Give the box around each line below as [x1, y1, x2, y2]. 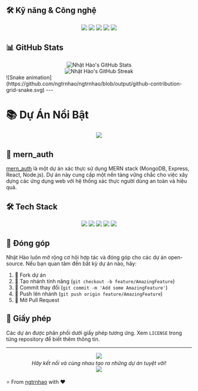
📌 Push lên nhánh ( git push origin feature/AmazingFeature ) [14, 290, 163, 297]
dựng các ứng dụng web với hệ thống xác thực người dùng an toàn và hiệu [6, 178, 187, 185]
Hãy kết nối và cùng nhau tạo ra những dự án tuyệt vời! [31, 359, 167, 366]
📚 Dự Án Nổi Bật [6, 108, 90, 121]
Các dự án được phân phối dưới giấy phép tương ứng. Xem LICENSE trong [6, 329, 183, 336]
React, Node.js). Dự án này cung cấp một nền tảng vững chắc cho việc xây [6, 171, 188, 179]
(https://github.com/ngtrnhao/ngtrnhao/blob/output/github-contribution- [6, 80, 183, 87]
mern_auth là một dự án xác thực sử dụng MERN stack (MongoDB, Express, [6, 165, 190, 172]
